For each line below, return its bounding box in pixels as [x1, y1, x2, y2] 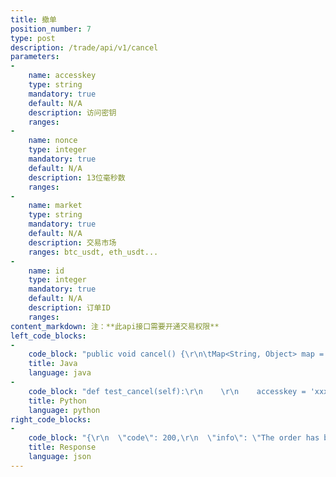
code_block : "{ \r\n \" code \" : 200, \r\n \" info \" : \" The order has [28, 433, 320, 443]
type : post [10, 33, 56, 43]
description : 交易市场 [28, 237, 117, 248]
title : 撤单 [10, 14, 57, 25]
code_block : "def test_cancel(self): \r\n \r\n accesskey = [28, 386, 307, 396]
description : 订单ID [28, 303, 111, 313]
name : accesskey [28, 71, 97, 81]
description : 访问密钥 [28, 107, 117, 118]
